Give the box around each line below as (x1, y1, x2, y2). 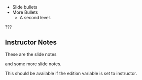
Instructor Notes (5, 38, 57, 47)
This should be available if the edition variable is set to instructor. (5, 70, 137, 76)
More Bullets (12, 9, 38, 15)
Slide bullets (12, 4, 37, 10)
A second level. (19, 15, 51, 20)
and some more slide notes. (5, 61, 62, 67)
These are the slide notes (5, 51, 57, 57)
